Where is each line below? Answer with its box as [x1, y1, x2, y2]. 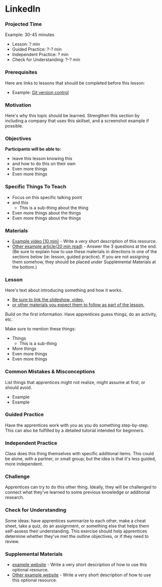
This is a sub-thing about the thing [19, 204, 89, 210]
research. [5, 495, 24, 500]
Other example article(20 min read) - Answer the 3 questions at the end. [12, 243, 157, 249]
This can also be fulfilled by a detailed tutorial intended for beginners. [5, 427, 144, 433]
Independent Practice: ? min [12, 52, 69, 57]
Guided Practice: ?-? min [12, 46, 62, 52]
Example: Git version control [12, 89, 69, 95]
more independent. [5, 461, 43, 467]
